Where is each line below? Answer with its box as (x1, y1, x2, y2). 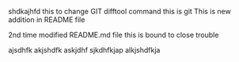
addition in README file (8, 15, 85, 24)
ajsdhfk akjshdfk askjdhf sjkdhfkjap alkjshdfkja (8, 46, 161, 54)
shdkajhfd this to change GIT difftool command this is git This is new (8, 7, 231, 16)
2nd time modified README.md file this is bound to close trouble (8, 31, 219, 39)
